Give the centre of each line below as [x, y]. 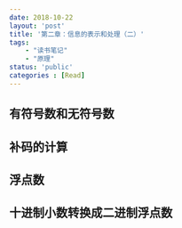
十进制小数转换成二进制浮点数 [91, 213]
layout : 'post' [37, 26]
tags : [19, 42]
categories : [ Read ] [47, 76]
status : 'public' [41, 68]
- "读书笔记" [47, 51]
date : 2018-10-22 [41, 17]
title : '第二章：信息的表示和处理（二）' [77, 34]
